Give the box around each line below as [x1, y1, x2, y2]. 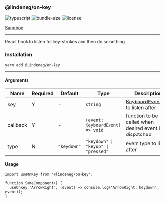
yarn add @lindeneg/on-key [5, 62, 60, 68]
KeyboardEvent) [85, 122, 121, 128]
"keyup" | [85, 143, 109, 149]
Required [31, 90, 54, 97]
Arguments [5, 77, 29, 83]
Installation [5, 51, 33, 58]
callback [7, 121, 27, 128]
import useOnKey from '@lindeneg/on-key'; [5, 172, 93, 177]
